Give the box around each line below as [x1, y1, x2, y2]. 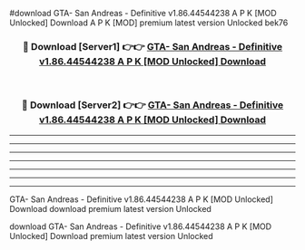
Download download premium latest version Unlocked [9, 203, 212, 214]
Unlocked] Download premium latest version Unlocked [9, 230, 213, 241]
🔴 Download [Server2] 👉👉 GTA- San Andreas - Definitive [21, 99, 284, 111]
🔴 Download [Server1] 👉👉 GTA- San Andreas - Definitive [22, 40, 283, 53]
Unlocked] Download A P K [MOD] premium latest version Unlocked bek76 [9, 17, 289, 28]
